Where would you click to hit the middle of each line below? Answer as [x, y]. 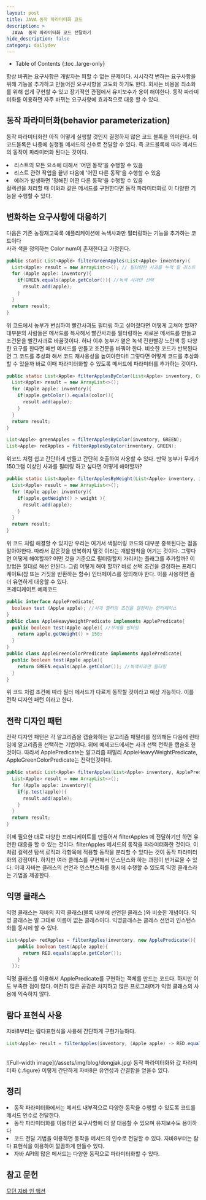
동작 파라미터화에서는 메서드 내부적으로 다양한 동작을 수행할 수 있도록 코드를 [105, 1107]
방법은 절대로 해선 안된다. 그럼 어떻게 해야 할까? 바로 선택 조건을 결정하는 [93, 566]
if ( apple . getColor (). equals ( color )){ [66, 396]
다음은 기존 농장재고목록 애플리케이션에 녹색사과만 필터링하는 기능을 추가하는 [98, 233]
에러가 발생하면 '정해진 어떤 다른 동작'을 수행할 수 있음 [79, 180]
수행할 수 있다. [35, 195]
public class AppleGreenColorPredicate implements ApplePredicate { [94, 653]
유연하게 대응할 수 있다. [40, 582]
